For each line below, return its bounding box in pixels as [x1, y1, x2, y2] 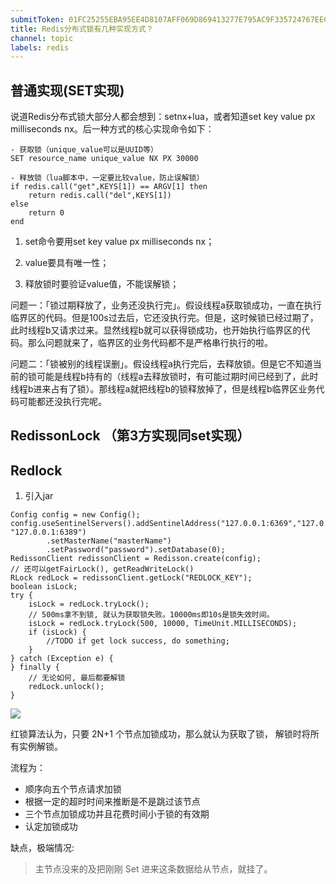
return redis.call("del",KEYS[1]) [28, 191, 172, 201]
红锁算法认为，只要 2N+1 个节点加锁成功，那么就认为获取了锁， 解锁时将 [10, 728, 311, 740]
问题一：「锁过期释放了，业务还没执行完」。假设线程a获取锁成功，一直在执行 [10, 299, 322, 311]
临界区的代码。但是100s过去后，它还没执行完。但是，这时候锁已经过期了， [10, 312, 319, 324]
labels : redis [10, 42, 70, 53]
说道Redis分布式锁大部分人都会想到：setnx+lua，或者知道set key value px [10, 111, 316, 123]
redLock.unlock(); [28, 682, 105, 692]
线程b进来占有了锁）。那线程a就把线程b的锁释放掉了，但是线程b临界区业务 [10, 383, 317, 395]
